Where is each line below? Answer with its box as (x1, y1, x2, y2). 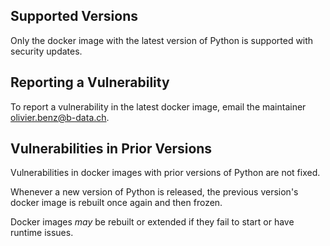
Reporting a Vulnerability (10, 74, 170, 91)
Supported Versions (10, 8, 138, 25)
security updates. (10, 45, 83, 57)
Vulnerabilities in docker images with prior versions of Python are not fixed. (10, 167, 321, 179)
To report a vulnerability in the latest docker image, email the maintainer (10, 100, 307, 113)
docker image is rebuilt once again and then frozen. (10, 197, 223, 209)
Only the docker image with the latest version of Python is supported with (10, 34, 314, 46)
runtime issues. (10, 227, 74, 239)
